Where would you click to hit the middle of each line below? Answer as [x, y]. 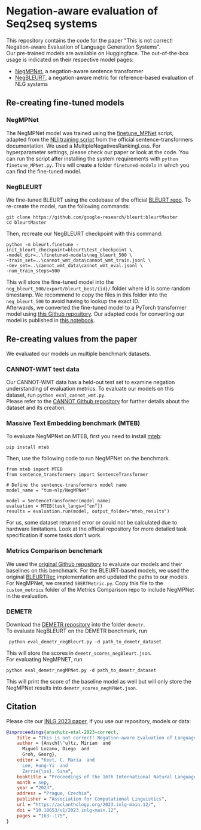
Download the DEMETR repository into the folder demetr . [76, 624]
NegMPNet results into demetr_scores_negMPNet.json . [72, 688]
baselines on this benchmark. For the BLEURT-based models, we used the [98, 570]
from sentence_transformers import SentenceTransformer [77, 475]
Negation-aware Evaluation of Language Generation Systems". [83, 47]
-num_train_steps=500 [33, 271]
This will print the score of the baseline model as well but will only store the [99, 681]
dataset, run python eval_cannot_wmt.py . [56, 395]
